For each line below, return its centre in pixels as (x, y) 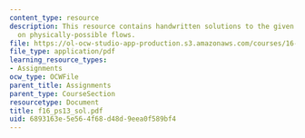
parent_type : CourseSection (63, 94)
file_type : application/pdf (63, 52)
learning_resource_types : (58, 60)
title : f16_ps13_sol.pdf (56, 111)
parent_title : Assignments (60, 85)
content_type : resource (54, 18)
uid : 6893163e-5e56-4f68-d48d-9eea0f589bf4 (93, 119)
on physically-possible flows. (77, 34)
